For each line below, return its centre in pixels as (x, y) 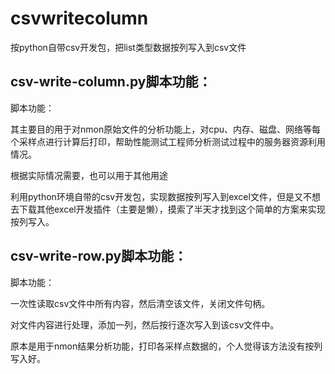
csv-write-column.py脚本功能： (111, 82)
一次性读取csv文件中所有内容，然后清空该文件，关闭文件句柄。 (140, 303)
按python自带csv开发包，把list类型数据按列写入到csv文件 (128, 47)
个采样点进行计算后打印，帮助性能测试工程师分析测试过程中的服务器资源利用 (168, 141)
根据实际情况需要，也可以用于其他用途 (89, 175)
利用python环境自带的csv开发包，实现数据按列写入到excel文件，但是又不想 (165, 196)
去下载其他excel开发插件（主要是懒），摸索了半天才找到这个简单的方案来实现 (168, 209)
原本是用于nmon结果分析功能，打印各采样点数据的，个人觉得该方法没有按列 (166, 346)
